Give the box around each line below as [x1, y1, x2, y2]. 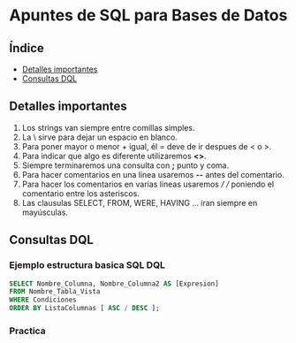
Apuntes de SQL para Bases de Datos [9, 5, 288, 26]
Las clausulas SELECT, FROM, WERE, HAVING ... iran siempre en [21, 197, 258, 208]
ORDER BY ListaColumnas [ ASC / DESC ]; [9, 304, 161, 313]
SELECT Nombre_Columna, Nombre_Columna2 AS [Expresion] [9, 279, 219, 288]
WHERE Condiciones [9, 295, 77, 305]
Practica [9, 324, 46, 337]
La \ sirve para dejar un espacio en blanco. [21, 132, 178, 142]
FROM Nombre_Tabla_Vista [9, 287, 101, 296]
